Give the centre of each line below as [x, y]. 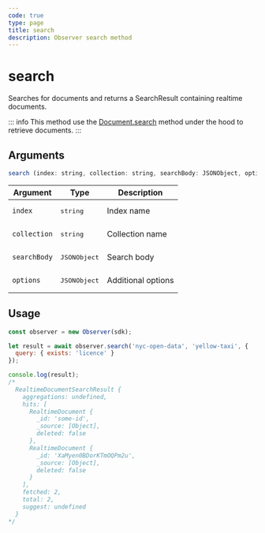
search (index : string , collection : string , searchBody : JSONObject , [125, 173]
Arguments [37, 155]
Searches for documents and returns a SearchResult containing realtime [125, 99]
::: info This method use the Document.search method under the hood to [126, 122]
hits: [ [35, 404]
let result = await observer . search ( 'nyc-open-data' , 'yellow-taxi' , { [128, 346]
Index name [129, 211]
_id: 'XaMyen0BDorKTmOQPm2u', [86, 455]
